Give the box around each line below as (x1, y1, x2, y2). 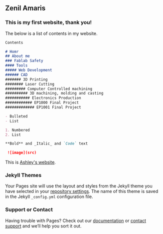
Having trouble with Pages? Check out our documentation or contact (5, 217, 146, 223)
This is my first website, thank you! (5, 19, 92, 26)
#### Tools (5, 63, 28, 68)
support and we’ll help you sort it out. (5, 222, 82, 229)
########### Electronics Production (5, 95, 81, 100)
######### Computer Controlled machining (5, 86, 93, 91)
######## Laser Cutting (5, 81, 55, 86)
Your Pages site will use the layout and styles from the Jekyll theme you (5, 183, 153, 189)
